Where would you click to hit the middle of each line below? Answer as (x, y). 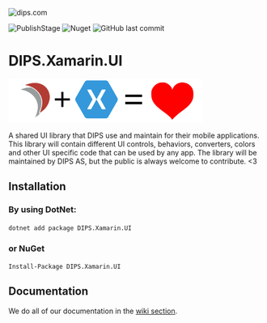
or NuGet (27, 249)
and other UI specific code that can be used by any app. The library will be (133, 152)
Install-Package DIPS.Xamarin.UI (65, 266)
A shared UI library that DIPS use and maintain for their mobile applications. (134, 135)
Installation (37, 187)
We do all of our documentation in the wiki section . (93, 311)
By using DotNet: (42, 210)
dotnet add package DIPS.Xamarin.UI (70, 228)
